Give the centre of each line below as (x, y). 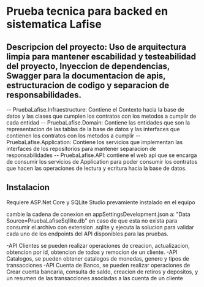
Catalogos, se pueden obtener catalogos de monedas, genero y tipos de (98, 258)
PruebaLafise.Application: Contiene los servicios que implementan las (95, 142)
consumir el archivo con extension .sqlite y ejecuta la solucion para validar (100, 227)
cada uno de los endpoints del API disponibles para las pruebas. (87, 234)
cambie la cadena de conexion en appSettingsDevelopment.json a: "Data (99, 214)
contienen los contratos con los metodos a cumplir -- (74, 136)
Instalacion (28, 187)
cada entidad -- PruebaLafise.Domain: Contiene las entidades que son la (98, 123)
